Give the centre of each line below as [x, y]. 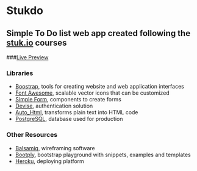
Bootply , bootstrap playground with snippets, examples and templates [103, 155]
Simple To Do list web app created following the [99, 33]
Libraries [20, 73]
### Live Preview [27, 57]
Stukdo [25, 11]
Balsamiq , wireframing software [55, 148]
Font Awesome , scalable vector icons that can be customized [92, 93]
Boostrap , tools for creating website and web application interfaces [99, 87]
